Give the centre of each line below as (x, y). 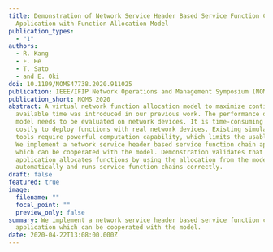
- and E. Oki (38, 76)
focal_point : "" (43, 205)
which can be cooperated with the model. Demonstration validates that (140, 152)
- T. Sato (32, 69)
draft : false (30, 175)
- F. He (29, 62)
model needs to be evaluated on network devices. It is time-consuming (140, 122)
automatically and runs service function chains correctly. (119, 167)
